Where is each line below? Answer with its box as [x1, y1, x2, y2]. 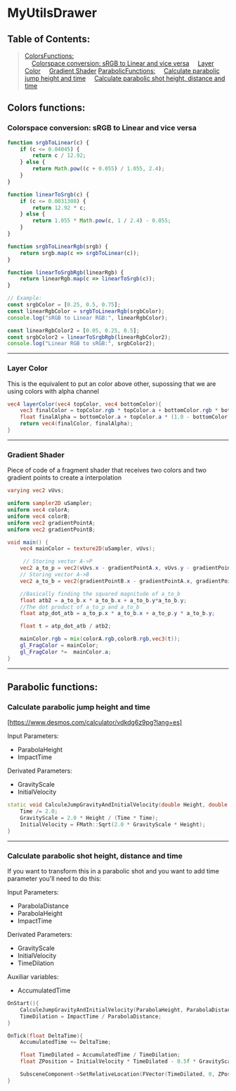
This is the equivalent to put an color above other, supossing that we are [7, 379, 216, 388]
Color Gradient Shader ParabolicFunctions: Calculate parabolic [24, 67, 220, 75]
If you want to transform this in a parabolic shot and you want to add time [7, 867, 220, 875]
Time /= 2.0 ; [20, 808, 58, 815]
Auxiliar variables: [7, 973, 59, 981]
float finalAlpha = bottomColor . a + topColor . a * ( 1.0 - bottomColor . [20, 413, 231, 420]
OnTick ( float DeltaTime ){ [7, 1032, 83, 1040]
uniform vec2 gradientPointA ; [7, 519, 96, 526]
